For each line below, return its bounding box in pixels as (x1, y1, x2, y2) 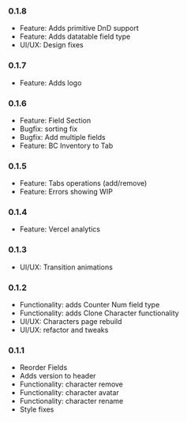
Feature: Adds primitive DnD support (19, 24, 140, 33)
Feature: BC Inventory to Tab (19, 141, 114, 150)
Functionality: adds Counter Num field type (19, 300, 160, 310)
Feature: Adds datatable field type (19, 32, 131, 41)
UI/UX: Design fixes (19, 40, 84, 50)
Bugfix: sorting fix (19, 124, 78, 134)
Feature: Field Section (19, 115, 92, 125)
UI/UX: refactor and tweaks (19, 326, 109, 335)
